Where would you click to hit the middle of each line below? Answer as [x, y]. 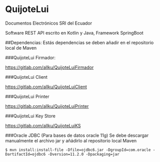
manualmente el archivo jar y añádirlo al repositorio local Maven [71, 140]
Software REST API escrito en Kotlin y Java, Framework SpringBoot [74, 33]
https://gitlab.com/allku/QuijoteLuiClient [46, 87]
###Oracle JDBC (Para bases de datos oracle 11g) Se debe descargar [77, 135]
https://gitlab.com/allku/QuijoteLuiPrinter [47, 106]
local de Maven [21, 48]
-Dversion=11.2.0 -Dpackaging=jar [84, 154]
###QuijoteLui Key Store [30, 116]
